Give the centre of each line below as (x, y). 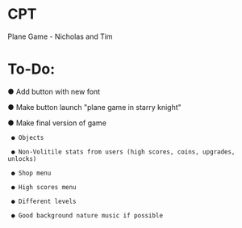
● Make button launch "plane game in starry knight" (95, 107)
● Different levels (44, 201)
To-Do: (31, 69)
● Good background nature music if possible (87, 215)
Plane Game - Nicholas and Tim (60, 36)
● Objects (27, 137)
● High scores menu (44, 187)
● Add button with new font (54, 91)
